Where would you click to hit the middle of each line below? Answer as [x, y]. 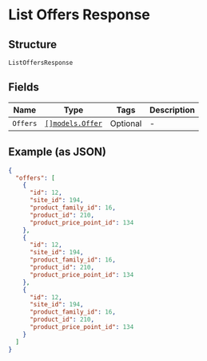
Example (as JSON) [57, 152]
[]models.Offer [74, 123]
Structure [33, 45]
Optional [126, 124]
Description [172, 110]
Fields [24, 87]
